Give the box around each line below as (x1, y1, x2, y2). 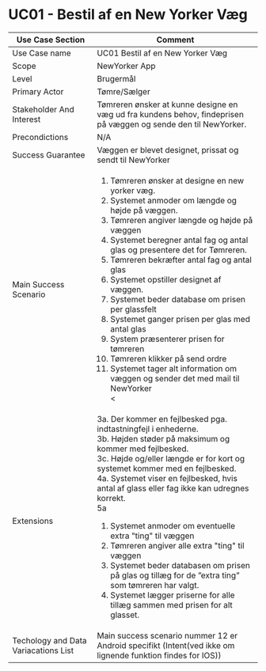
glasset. (110, 609, 140, 620)
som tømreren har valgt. (110, 579, 199, 590)
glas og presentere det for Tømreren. (110, 244, 248, 255)
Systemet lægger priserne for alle (110, 589, 235, 601)
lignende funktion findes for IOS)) (97, 650, 222, 661)
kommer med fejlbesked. (97, 443, 189, 454)
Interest (12, 113, 41, 124)
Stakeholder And (12, 104, 74, 115)
